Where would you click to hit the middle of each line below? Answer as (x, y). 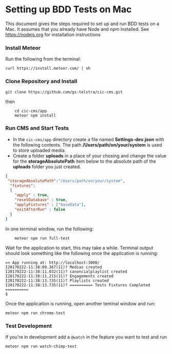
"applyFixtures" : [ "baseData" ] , (50, 205)
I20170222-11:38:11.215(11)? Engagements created (60, 276)
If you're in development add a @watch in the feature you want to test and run (86, 337)
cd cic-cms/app (31, 111)
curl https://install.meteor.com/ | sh (48, 68)
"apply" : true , (32, 195)
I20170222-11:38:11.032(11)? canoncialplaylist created (66, 271)
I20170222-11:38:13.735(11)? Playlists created (57, 281)
